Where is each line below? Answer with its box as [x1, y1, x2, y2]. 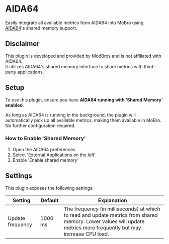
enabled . [5, 102, 24, 108]
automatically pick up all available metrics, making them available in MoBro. [5, 117, 162, 123]
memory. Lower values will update [63, 218, 145, 225]
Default [40, 197, 59, 204]
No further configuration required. [5, 123, 76, 129]
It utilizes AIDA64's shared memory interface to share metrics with [5, 63, 143, 69]
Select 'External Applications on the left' [12, 152, 96, 158]
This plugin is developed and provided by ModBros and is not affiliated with [5, 53, 162, 59]
